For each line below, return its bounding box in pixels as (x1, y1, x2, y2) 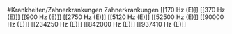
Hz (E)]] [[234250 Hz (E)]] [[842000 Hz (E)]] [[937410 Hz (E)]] (7, 20, 187, 28)
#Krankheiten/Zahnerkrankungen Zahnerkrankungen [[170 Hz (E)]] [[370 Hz (7, 6, 226, 14)
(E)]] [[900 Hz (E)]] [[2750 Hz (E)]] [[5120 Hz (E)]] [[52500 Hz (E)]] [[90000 (7, 13, 224, 21)
